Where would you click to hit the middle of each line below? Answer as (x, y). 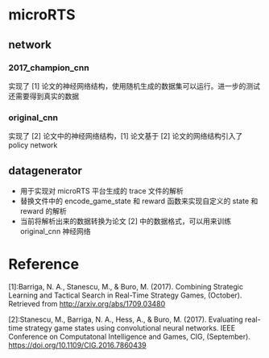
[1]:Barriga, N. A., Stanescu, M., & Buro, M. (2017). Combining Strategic (126, 286)
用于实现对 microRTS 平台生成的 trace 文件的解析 (101, 190)
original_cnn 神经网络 (55, 231)
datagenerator (46, 171)
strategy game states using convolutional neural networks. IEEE (130, 327)
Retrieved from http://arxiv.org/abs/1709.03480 (87, 303)
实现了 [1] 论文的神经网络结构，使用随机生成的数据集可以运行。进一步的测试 (134, 85)
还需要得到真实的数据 (43, 96)
